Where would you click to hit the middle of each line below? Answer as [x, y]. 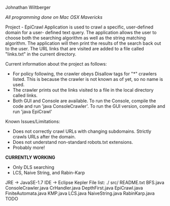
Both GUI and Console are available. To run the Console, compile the [84, 101]
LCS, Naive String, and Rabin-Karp [49, 173]
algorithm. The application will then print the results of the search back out [83, 43]
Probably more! [29, 148]
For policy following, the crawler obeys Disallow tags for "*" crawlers [85, 74]
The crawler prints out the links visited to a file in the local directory [83, 90]
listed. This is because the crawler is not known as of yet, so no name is [88, 79]
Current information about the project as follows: [56, 64]
